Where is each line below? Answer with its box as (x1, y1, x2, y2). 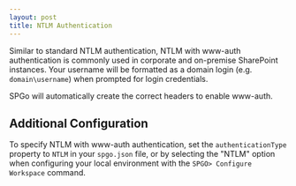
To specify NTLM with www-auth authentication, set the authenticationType (9, 139, 287, 150)
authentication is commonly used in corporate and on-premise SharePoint (9, 55, 278, 65)
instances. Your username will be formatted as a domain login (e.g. (9, 63, 253, 75)
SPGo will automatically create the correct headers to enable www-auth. (9, 90, 274, 101)
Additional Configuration (9, 115, 148, 130)
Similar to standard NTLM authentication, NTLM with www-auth (9, 45, 241, 56)
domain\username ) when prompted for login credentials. (9, 73, 209, 84)
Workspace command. (9, 167, 87, 178)
